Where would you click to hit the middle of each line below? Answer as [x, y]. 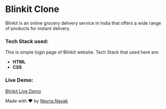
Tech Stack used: [27, 41]
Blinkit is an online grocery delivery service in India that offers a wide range [83, 23]
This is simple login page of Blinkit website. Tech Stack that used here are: [82, 52]
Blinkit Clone [32, 9]
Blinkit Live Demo [23, 91]
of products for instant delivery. [38, 28]
